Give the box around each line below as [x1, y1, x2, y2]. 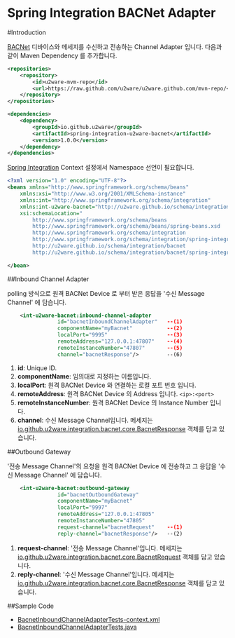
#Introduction [7, 28, 47, 36]
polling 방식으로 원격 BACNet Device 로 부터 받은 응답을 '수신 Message [7, 289, 205, 297]
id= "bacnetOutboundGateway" [57, 491, 139, 498]
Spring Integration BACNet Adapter [7, 5, 216, 21]
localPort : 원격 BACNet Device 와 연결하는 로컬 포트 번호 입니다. [17, 381, 197, 389]
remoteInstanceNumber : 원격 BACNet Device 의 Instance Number [17, 398, 208, 407]
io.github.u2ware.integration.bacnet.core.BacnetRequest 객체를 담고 [17, 552, 213, 561]
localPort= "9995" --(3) [57, 332, 183, 339]
